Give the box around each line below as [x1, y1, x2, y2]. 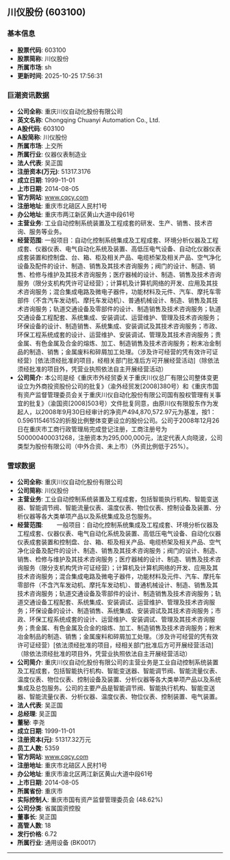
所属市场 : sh [16, 63, 52, 71]
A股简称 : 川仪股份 [16, 133, 68, 141]
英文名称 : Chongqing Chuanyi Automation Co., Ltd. [16, 115, 160, 124]
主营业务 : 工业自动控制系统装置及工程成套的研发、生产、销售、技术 [16, 218, 207, 227]
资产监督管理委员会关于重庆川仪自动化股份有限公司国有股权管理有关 [23, 390, 216, 398]
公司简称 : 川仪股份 [16, 486, 69, 495]
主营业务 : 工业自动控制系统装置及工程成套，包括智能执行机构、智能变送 [16, 495, 219, 503]
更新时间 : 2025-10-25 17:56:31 [16, 71, 103, 80]
